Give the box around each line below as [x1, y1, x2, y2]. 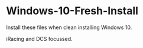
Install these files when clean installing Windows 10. [6, 24, 132, 31]
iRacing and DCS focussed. [6, 35, 73, 42]
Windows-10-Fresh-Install [6, 4, 139, 18]
